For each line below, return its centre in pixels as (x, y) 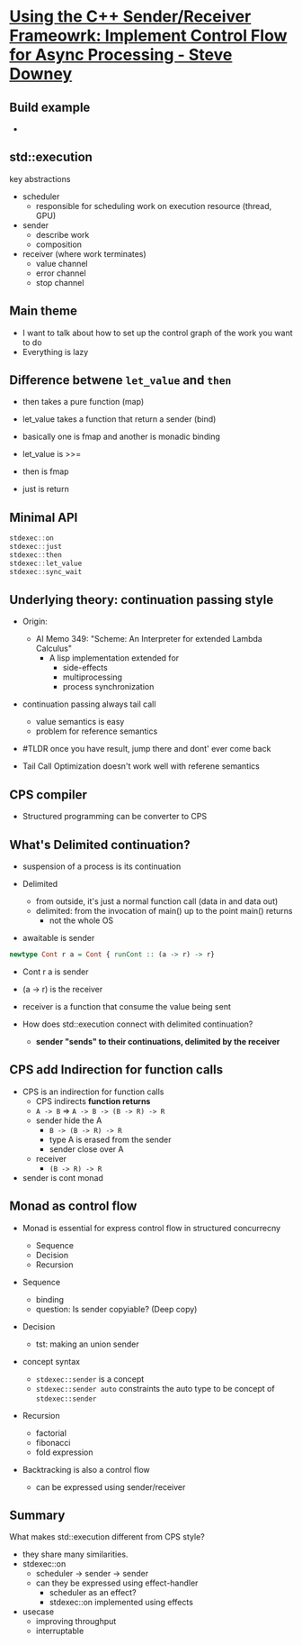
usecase (38, 1612)
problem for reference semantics (97, 731)
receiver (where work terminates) (84, 253)
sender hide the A (69, 1120)
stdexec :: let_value (46, 563)
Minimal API (44, 517)
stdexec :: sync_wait (46, 571)
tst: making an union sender (87, 1344)
